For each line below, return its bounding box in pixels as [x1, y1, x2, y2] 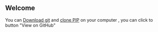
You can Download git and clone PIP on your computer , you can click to [5, 17, 153, 23]
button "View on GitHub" [5, 22, 56, 28]
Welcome [5, 4, 35, 12]
